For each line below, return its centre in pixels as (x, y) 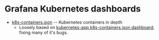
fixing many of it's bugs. (43, 32)
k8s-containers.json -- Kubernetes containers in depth (67, 22)
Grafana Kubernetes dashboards (73, 9)
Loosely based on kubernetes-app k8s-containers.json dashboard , (87, 27)
